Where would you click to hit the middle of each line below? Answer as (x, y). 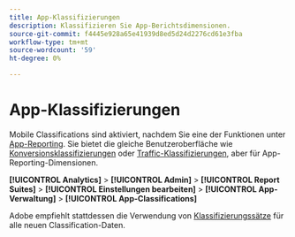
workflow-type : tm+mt (49, 42)
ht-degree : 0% (35, 58)
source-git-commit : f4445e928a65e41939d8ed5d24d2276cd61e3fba (126, 34)
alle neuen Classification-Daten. (67, 225)
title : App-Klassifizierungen (65, 17)
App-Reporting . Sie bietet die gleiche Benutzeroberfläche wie (121, 143)
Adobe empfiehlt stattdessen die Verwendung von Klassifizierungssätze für (147, 215)
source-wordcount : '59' (53, 50)
